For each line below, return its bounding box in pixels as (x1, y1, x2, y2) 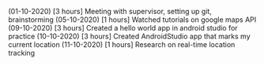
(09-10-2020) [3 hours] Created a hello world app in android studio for (8, 23, 239, 32)
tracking (8, 49, 36, 57)
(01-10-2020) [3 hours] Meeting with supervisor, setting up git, (8, 7, 212, 16)
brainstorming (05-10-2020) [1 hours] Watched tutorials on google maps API (8, 15, 257, 24)
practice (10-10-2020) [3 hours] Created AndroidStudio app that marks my (8, 31, 251, 41)
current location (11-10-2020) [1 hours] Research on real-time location (8, 40, 236, 49)
